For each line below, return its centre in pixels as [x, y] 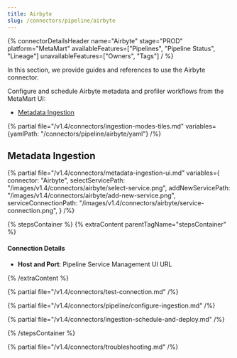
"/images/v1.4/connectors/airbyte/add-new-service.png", [92, 195]
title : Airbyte [30, 14]
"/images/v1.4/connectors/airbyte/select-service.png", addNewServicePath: [119, 188]
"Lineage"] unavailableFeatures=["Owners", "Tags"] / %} [90, 56]
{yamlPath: [23, 134]
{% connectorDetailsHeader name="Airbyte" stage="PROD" [95, 40]
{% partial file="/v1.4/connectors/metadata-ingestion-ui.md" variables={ [114, 173]
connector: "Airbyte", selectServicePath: [66, 180]
